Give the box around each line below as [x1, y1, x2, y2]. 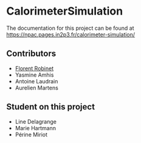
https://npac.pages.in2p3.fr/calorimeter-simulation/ [6, 30, 136, 38]
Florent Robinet [15, 65, 54, 72]
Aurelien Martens [15, 84, 59, 91]
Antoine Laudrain [15, 77, 58, 85]
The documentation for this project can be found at [6, 24, 135, 32]
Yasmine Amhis [15, 71, 54, 78]
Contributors [6, 49, 57, 59]
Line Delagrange [15, 117, 57, 125]
